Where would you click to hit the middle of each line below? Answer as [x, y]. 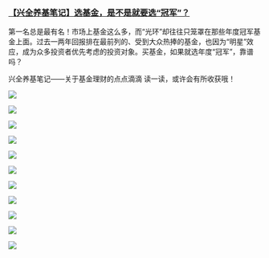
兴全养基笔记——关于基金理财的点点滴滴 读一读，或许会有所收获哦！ [122, 79]
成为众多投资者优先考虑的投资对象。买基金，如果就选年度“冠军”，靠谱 [138, 52]
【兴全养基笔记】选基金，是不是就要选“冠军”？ [99, 12]
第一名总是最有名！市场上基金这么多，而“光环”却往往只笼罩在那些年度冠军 [131, 32]
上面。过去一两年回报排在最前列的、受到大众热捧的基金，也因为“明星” [131, 42]
